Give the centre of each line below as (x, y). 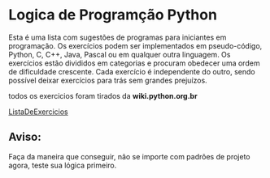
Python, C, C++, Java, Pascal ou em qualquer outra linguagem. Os (120, 54)
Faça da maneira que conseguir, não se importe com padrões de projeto (129, 156)
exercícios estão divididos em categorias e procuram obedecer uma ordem (134, 63)
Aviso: (25, 137)
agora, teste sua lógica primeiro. (63, 165)
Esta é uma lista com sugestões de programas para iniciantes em (118, 37)
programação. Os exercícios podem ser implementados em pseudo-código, (135, 45)
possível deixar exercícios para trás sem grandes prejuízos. (108, 80)
